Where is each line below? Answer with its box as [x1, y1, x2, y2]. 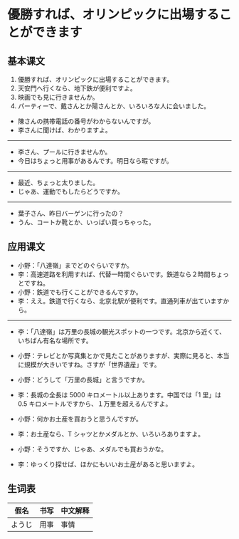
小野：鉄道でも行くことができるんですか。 [17, 288, 142, 296]
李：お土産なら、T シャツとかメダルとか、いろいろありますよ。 [17, 429, 205, 438]
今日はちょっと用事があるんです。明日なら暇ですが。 [17, 157, 173, 164]
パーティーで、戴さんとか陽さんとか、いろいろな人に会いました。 [17, 102, 211, 110]
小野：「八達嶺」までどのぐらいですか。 [17, 261, 134, 269]
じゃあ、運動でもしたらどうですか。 [17, 187, 124, 196]
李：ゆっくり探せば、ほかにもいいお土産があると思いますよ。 [17, 460, 199, 469]
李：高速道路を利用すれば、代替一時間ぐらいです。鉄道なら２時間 [17, 270, 211, 278]
